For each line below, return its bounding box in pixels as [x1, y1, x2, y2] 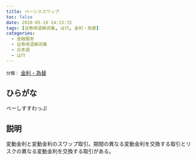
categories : [6, 31, 35, 36]
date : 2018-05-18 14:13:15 [6, 19, 72, 25]
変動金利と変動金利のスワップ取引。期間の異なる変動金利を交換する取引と [6, 141, 186, 148]
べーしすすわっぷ [6, 105, 48, 112]
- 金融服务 [11, 36, 35, 42]
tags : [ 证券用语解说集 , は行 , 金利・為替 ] [6, 25, 99, 31]
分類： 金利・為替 [6, 69, 47, 76]
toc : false [6, 14, 33, 20]
